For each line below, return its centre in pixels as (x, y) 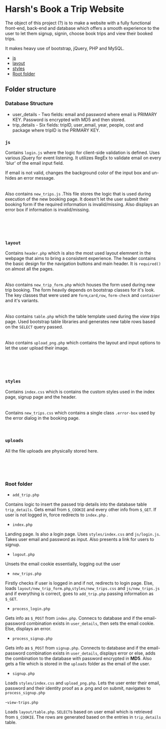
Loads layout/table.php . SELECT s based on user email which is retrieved (79, 712)
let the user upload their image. (37, 348)
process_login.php (31, 609)
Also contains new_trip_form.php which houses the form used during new (80, 285)
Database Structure (29, 104)
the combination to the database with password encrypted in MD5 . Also (79, 659)
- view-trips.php (22, 702)
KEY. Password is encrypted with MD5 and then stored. (69, 120)
